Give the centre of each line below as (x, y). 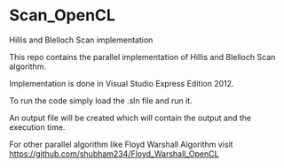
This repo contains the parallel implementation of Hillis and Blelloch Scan (142, 57)
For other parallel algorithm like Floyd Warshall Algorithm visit (121, 144)
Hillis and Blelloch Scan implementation (81, 40)
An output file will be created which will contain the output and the (130, 118)
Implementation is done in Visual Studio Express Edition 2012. (122, 83)
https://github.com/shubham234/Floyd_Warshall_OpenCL (114, 153)
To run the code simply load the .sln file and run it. (101, 100)
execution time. (37, 127)
